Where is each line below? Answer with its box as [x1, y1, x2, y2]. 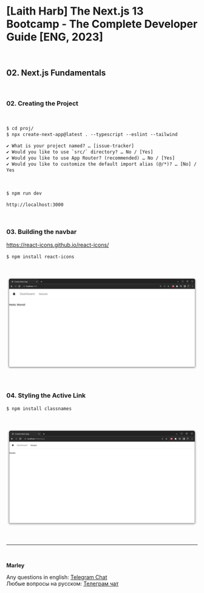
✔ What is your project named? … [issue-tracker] [6, 143, 135, 149]
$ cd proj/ [6, 126, 34, 132]
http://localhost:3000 [6, 202, 64, 208]
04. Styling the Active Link [6, 391, 86, 400]
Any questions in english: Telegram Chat [6, 574, 107, 581]
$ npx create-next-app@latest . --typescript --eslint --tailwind [6, 132, 178, 138]
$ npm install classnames [6, 406, 72, 412]
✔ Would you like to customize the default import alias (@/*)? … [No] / [6, 161, 197, 168]
